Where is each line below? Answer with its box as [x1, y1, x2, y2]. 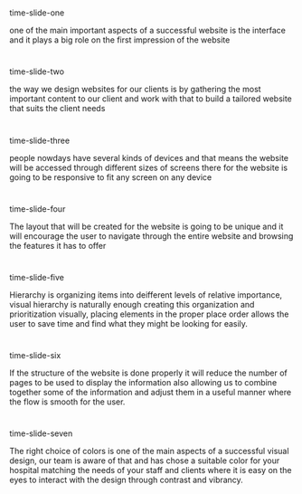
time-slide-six [9, 350, 61, 361]
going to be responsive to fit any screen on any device [9, 171, 212, 183]
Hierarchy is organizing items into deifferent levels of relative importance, [9, 289, 283, 300]
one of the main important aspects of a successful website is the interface [9, 25, 287, 36]
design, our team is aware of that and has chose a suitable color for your [9, 455, 280, 466]
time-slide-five [9, 271, 65, 282]
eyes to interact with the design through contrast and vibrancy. [9, 474, 244, 486]
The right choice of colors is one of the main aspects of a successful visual [9, 446, 289, 457]
